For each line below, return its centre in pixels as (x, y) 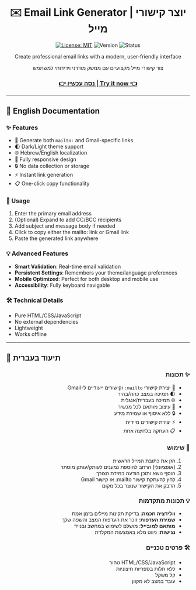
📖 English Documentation (53, 111)
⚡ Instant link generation (44, 174)
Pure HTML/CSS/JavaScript (48, 315)
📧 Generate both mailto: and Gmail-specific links (74, 140)
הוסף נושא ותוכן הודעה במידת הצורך (136, 473)
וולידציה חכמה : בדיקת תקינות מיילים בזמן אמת (124, 513)
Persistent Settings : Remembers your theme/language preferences (96, 272)
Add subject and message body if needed (65, 226)
